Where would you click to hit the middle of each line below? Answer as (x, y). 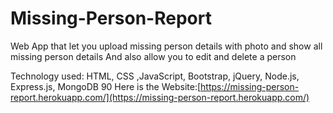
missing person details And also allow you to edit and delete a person (153, 56)
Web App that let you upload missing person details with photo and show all (166, 46)
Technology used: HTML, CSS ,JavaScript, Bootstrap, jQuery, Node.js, (155, 76)
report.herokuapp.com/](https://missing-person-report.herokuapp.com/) (160, 97)
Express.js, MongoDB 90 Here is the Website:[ (106, 86)
